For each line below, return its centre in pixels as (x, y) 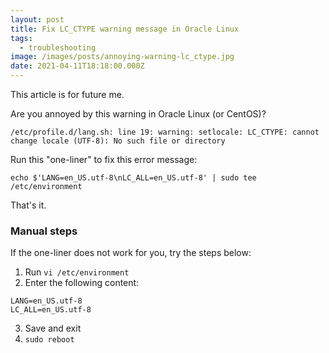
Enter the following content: (82, 283)
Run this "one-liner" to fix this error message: (104, 159)
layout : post (37, 19)
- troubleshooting (58, 47)
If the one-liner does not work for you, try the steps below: (131, 253)
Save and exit (53, 328)
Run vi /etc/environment (77, 272)
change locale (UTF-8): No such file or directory (118, 141)
